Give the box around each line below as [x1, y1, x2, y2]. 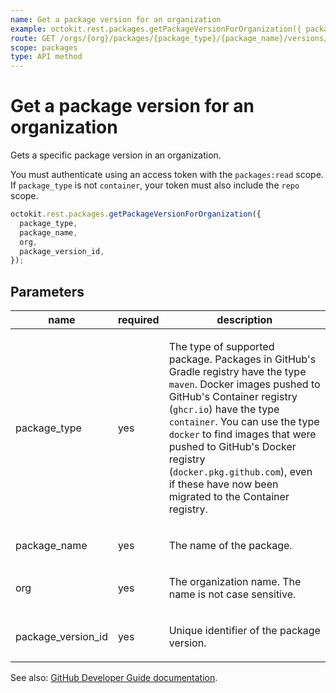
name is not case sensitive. [168, 587, 297, 601]
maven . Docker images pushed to [168, 377, 321, 391]
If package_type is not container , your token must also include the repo [10, 179, 300, 191]
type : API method [10, 52, 83, 62]
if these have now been [168, 477, 279, 491]
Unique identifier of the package [168, 624, 321, 638]
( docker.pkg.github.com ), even [168, 465, 313, 479]
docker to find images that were [168, 427, 317, 441]
